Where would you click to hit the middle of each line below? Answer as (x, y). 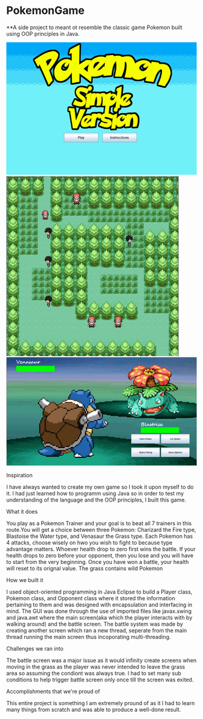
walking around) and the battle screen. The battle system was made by (95, 624)
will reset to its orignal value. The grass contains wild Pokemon (85, 568)
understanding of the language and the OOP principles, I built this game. (96, 500)
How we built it (25, 580)
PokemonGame (46, 11)
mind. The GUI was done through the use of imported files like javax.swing (99, 611)
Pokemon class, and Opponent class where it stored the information (91, 598)
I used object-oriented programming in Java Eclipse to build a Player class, (99, 592)
